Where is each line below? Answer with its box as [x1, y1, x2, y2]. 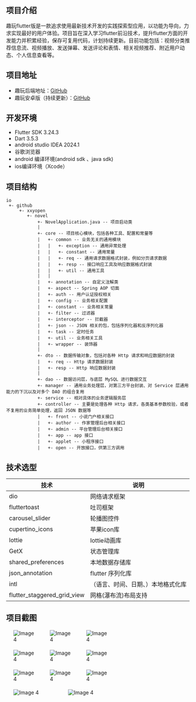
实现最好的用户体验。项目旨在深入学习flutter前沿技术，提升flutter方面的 [10, 29, 183, 36]
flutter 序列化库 [90, 570, 132, 578]
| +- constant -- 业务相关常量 [37, 304, 114, 310]
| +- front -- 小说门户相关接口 [37, 414, 114, 420]
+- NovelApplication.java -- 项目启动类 [37, 219, 132, 225]
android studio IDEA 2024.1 [14, 141, 80, 148]
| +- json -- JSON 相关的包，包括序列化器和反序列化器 [37, 323, 164, 329]
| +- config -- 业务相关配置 [37, 298, 108, 304]
